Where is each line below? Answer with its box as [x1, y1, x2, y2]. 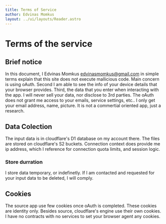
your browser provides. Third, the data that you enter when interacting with [5, 87, 159, 93]
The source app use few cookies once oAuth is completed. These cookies [5, 203, 157, 209]
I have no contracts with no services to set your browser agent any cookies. [5, 214, 161, 220]
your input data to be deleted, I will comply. [5, 175, 93, 181]
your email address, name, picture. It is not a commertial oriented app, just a [5, 103, 162, 109]
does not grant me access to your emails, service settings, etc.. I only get [5, 98, 156, 104]
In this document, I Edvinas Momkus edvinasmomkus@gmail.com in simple [5, 71, 159, 77]
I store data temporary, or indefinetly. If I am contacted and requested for [5, 170, 155, 176]
